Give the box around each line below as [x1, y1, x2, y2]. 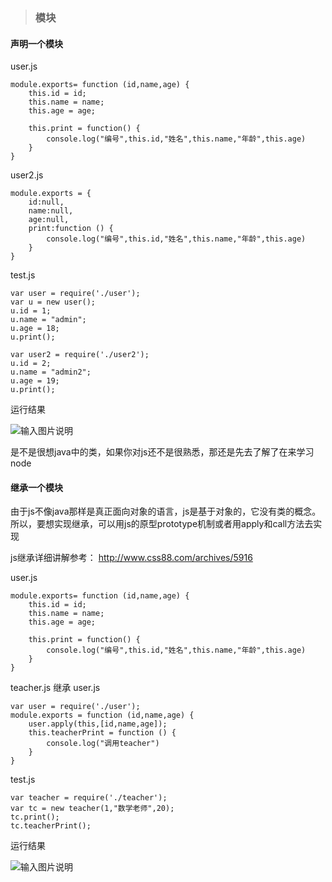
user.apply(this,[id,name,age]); [28, 719, 168, 729]
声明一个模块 [10, 37, 63, 49]
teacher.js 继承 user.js [10, 682, 101, 694]
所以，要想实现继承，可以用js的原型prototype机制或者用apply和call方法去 [10, 518, 314, 530]
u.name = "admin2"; [10, 367, 92, 378]
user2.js [10, 169, 44, 181]
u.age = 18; [10, 324, 60, 334]
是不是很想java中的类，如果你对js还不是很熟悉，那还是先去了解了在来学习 [10, 446, 315, 458]
